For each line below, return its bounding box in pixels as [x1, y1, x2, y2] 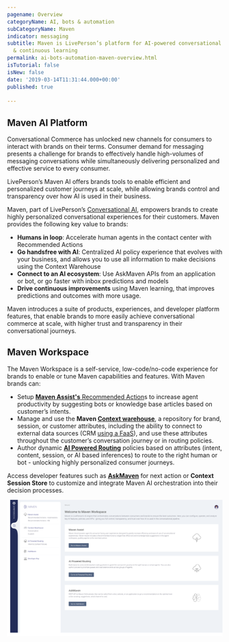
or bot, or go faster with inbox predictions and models [16, 277, 169, 285]
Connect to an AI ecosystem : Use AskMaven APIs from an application [16, 270, 216, 278]
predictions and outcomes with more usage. [16, 292, 142, 300]
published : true [7, 83, 53, 91]
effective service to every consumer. [7, 165, 111, 173]
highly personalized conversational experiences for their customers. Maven [7, 213, 220, 221]
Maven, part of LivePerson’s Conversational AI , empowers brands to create [7, 206, 219, 214]
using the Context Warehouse [16, 263, 101, 271]
